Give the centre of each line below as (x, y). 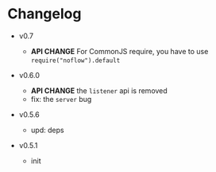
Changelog (44, 14)
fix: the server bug (61, 99)
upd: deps (47, 130)
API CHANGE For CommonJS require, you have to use (120, 51)
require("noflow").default (75, 61)
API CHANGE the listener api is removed (99, 90)
